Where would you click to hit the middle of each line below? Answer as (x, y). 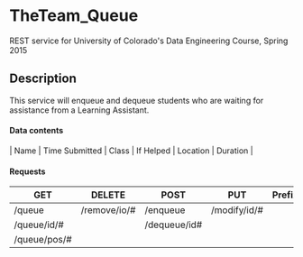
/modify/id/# (237, 210)
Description (43, 79)
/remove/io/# (108, 210)
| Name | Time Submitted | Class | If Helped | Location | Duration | (132, 151)
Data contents (37, 131)
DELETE (109, 195)
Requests (28, 171)
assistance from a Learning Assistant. (79, 110)
